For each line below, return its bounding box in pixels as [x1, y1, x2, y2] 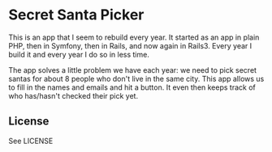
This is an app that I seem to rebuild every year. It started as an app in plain [8, 32, 260, 42]
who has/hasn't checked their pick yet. [8, 91, 139, 100]
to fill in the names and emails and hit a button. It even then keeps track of [8, 82, 256, 92]
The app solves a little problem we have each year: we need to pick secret [8, 65, 257, 74]
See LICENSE [8, 136, 54, 146]
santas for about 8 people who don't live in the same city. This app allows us [8, 74, 265, 83]
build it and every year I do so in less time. [8, 49, 150, 59]
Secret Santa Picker [8, 6, 145, 24]
